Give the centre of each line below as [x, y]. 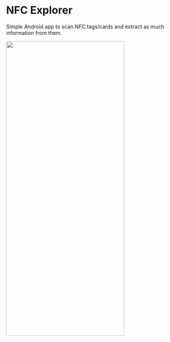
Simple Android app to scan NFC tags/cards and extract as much [85, 27]
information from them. [34, 32]
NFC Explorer [39, 10]
